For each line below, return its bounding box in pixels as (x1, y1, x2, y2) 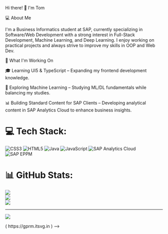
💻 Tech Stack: (5, 126, 67, 137)
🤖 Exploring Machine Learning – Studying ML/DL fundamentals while (5, 84, 146, 90)
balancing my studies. (5, 90, 50, 95)
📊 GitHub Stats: (5, 170, 73, 181)
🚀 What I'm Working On (5, 58, 53, 63)
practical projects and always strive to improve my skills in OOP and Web (5, 43, 155, 48)
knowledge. (5, 75, 29, 80)
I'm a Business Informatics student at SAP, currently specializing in (5, 27, 143, 32)
